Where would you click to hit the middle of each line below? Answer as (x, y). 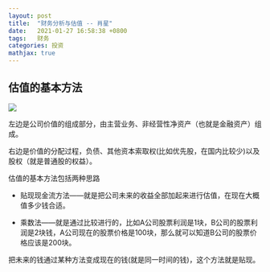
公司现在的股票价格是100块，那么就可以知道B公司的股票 (157, 232)
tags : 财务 (29, 38)
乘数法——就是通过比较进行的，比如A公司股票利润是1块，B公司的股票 (135, 222)
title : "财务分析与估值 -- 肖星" (61, 23)
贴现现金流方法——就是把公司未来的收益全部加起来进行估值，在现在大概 (139, 195)
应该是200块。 (51, 242)
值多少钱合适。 (45, 205)
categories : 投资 (36, 46)
